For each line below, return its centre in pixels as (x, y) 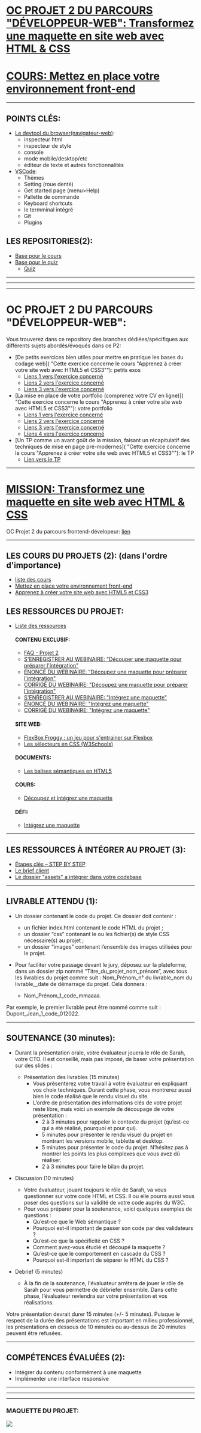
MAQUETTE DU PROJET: (42, 1411)
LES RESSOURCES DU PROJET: (65, 611)
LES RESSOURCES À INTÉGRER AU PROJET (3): (96, 850)
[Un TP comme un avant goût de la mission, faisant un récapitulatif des (102, 440)
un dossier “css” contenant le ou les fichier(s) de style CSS (97, 934)
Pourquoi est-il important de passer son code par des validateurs (113, 1228)
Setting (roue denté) (48, 184)
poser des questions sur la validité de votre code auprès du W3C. (104, 1202)
